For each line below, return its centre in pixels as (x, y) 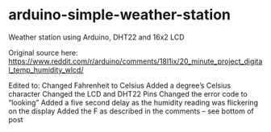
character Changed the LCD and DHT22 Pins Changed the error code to (128, 93)
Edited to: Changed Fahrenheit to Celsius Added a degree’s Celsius (120, 85)
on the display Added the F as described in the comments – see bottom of (131, 111)
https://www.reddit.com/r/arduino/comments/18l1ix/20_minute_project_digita (135, 61)
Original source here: (43, 52)
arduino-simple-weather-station (120, 15)
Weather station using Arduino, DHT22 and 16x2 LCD (96, 37)
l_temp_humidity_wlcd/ (46, 69)
